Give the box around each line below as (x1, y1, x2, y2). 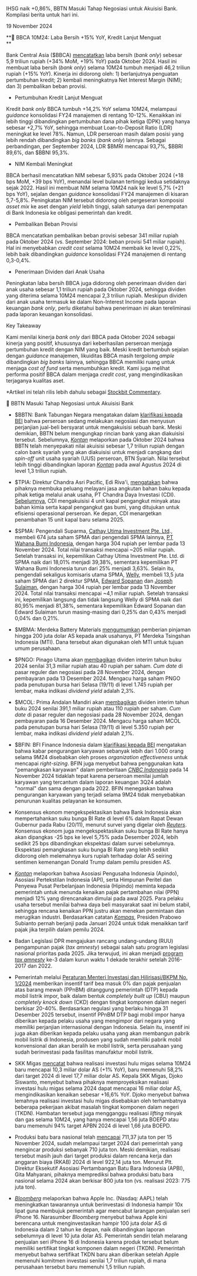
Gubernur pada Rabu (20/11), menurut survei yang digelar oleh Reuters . (14, 821, 187, 828)
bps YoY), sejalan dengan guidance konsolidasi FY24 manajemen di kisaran (6, 191, 189, 197)
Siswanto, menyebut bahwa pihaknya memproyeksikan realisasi (14, 1079, 169, 1085)
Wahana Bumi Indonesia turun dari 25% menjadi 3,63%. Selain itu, (14, 565, 175, 571)
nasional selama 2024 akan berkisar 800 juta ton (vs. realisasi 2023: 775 (14, 1177, 191, 1184)
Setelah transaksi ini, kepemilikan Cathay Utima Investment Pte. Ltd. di (14, 553, 185, 559)
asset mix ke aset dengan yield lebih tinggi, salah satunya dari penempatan (6, 203, 188, 210)
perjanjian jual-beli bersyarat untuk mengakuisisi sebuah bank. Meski (14, 424, 182, 431)
